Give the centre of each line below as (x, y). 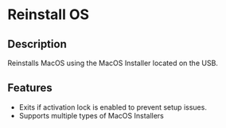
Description (37, 44)
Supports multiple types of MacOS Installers (91, 115)
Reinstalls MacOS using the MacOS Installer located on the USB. (113, 63)
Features (30, 88)
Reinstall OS (48, 15)
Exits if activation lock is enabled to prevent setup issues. (113, 107)
